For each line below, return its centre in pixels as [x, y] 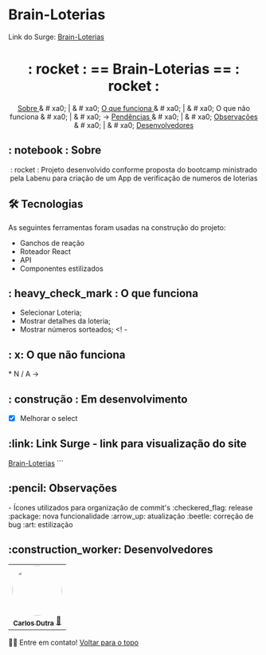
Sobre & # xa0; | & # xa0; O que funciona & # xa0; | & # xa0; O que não [134, 108]
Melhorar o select [49, 418]
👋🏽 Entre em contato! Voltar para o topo [74, 642]
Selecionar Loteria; [51, 312]
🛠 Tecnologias [46, 204]
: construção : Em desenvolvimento [98, 399]
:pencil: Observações [63, 488]
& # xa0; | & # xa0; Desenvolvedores [134, 125]
